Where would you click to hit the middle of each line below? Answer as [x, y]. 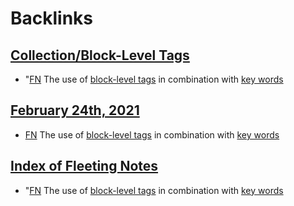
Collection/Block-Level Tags [100, 55]
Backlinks [52, 18]
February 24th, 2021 [75, 110]
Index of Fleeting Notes [84, 166]
